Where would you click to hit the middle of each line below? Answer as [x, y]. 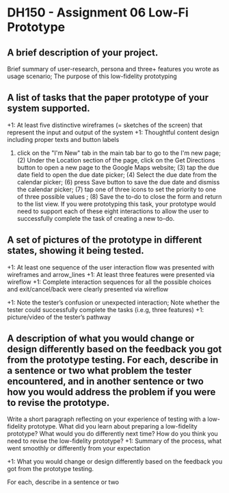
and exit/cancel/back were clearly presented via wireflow [88, 289]
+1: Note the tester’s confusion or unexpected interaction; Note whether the [113, 302]
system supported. [49, 109]
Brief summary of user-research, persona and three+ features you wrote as [113, 69]
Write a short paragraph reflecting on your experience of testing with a [107, 419]
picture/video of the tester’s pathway [59, 317]
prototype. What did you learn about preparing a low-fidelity [112, 426]
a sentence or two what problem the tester [99, 371]
